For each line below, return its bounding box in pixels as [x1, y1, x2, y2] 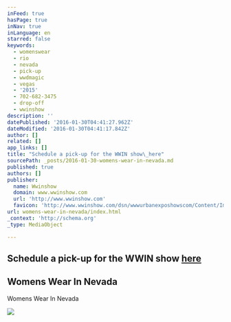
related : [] [7, 138, 41, 145]
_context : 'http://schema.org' [7, 215, 97, 222]
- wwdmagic [13, 74, 45, 81]
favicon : [13, 202, 38, 209]
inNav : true [7, 23, 41, 30]
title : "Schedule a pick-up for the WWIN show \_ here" [7, 151, 165, 158]
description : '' [7, 112, 54, 119]
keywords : [7, 42, 36, 49]
